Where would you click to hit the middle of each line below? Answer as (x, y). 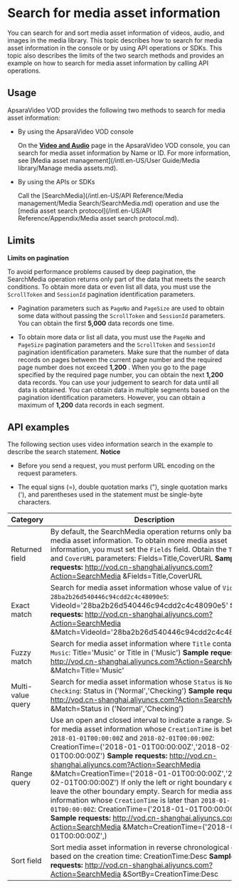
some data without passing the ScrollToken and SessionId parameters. (121, 315)
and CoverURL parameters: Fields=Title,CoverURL (132, 559)
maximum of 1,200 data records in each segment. (91, 405)
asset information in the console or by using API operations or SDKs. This (115, 48)
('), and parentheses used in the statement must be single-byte (110, 495)
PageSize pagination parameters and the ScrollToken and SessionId (116, 344)
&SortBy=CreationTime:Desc (171, 874)
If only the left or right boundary (174, 783)
